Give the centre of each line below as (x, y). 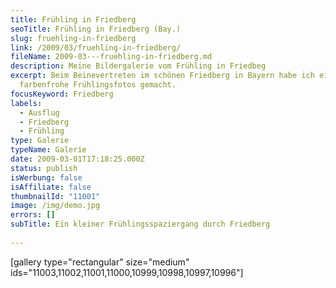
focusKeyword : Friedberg (62, 94)
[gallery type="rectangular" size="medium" (100, 262)
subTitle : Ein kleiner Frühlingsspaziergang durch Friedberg (140, 224)
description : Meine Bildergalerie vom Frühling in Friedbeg (138, 66)
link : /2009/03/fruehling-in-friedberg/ (96, 47)
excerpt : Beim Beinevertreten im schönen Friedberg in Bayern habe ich (162, 76)
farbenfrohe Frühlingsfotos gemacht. (98, 85)
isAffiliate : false (51, 187)
